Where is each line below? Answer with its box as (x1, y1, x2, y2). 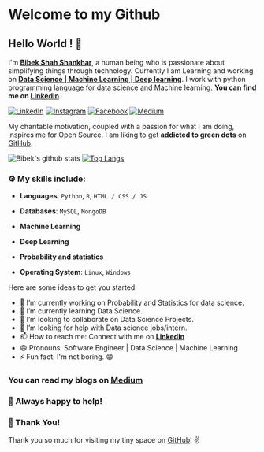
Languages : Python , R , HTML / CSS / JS (19, 191, 147, 201)
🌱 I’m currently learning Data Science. (19, 306, 143, 316)
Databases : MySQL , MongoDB (19, 206, 106, 216)
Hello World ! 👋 (8, 37, 83, 50)
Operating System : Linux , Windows (19, 268, 132, 277)
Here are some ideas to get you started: (8, 283, 138, 292)
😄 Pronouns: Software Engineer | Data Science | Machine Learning (19, 343, 239, 353)
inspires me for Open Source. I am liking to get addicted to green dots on (8, 130, 247, 139)
